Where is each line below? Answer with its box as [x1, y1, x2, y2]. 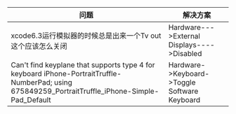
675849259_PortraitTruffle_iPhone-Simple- [11, 87, 159, 96]
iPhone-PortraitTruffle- [43, 69, 122, 78]
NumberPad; [11, 78, 53, 87]
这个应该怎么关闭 [11, 41, 68, 51]
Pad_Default [11, 95, 51, 104]
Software [168, 87, 199, 96]
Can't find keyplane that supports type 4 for [11, 60, 156, 69]
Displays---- [168, 40, 216, 50]
